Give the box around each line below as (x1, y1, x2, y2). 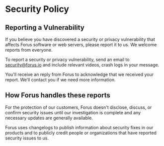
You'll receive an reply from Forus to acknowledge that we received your (5, 72, 154, 77)
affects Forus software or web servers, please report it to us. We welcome (5, 42, 157, 48)
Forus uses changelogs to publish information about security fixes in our (5, 124, 154, 130)
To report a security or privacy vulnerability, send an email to (5, 57, 130, 63)
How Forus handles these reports (5, 91, 111, 100)
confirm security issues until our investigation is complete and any (5, 109, 141, 115)
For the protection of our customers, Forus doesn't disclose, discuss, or (5, 104, 152, 110)
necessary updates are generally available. (5, 115, 93, 121)
